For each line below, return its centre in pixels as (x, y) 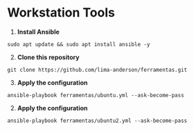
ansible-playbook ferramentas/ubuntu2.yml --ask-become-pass (97, 121)
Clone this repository (48, 57)
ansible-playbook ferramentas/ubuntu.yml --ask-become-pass (96, 95)
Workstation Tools (61, 13)
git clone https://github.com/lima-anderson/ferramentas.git (97, 70)
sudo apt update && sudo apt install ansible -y (79, 44)
